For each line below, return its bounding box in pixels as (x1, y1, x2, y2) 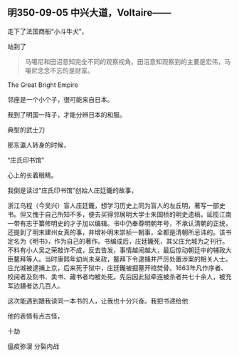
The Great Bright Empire (7, 81, 78, 89)
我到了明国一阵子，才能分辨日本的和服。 (7, 110, 126, 119)
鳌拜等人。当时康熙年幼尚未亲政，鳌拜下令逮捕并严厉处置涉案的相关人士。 (13, 254, 232, 263)
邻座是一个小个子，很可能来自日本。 (7, 95, 114, 103)
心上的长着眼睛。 (7, 170, 58, 180)
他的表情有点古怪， (7, 311, 64, 320)
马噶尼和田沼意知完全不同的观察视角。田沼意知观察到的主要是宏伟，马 (24, 57, 231, 66)
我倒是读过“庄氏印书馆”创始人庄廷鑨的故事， (7, 186, 138, 195)
